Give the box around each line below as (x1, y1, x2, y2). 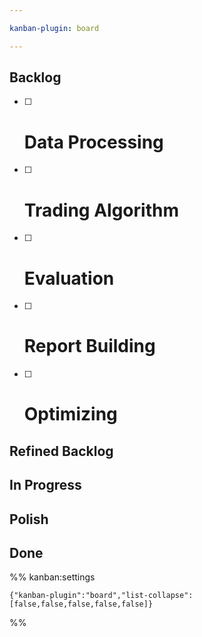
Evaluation (23, 267, 115, 290)
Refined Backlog (9, 442, 114, 460)
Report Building (23, 335, 156, 358)
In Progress (9, 477, 82, 494)
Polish (9, 511, 49, 528)
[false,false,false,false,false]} (9, 599, 154, 610)
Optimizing (23, 403, 118, 426)
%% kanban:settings (9, 571, 96, 583)
